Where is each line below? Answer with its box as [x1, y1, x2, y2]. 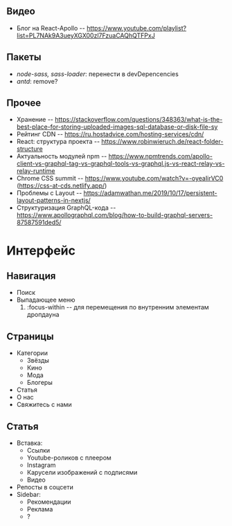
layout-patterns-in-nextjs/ [16, 197, 91, 205]
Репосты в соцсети [16, 483, 73, 491]
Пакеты [6, 51, 42, 63]
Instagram [26, 461, 56, 469]
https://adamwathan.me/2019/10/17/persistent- [83, 189, 217, 197]
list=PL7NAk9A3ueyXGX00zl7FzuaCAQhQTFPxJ [16, 31, 155, 39]
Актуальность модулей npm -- [16, 152, 107, 161]
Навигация [6, 270, 56, 282]
